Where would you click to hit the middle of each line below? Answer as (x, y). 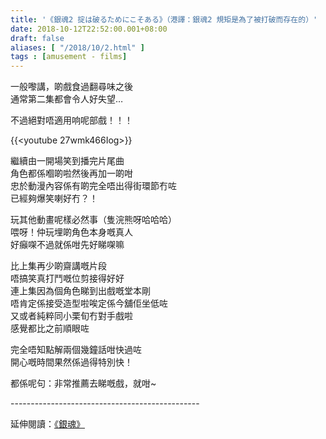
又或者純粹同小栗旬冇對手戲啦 (71, 316)
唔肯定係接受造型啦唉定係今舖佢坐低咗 (89, 303)
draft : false (37, 38)
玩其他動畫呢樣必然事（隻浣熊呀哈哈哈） (93, 220)
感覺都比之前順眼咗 (50, 328)
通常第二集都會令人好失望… (67, 99)
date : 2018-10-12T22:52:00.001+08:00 (89, 29)
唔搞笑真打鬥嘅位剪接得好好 (67, 278)
